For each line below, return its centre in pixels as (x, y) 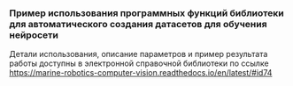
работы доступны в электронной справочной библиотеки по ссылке (139, 63)
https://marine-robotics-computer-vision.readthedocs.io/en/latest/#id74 (141, 73)
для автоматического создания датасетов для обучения (138, 24)
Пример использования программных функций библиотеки (147, 13)
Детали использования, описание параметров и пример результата (139, 54)
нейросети (34, 35)
